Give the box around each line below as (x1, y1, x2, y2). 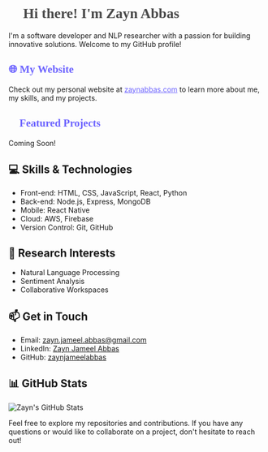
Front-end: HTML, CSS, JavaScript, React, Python (19, 188, 188, 198)
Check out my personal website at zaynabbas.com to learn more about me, (8, 84, 260, 94)
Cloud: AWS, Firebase (19, 214, 94, 224)
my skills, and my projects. (8, 93, 97, 102)
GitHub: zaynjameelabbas (19, 352, 107, 362)
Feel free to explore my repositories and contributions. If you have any (8, 418, 244, 428)
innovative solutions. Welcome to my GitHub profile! (8, 39, 182, 49)
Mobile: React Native (19, 205, 90, 215)
